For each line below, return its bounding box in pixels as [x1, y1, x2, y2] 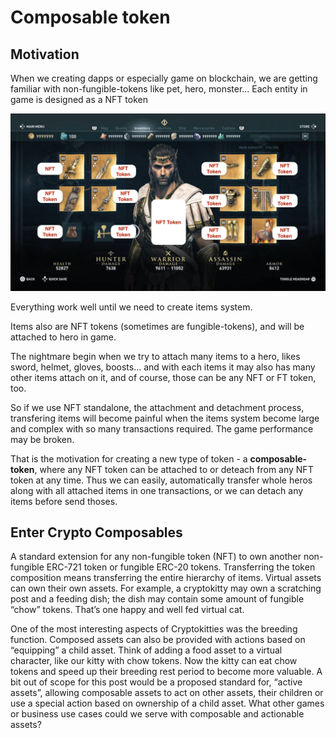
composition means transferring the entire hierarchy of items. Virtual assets [10, 572, 322, 584]
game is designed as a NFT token [10, 94, 148, 105]
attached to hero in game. [10, 331, 117, 343]
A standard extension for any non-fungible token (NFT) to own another [10, 551, 302, 563]
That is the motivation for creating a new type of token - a [10, 452, 248, 465]
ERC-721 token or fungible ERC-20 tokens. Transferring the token [46, 561, 316, 573]
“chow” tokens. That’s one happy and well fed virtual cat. [10, 604, 245, 616]
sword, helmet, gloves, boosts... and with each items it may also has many [10, 361, 316, 373]
